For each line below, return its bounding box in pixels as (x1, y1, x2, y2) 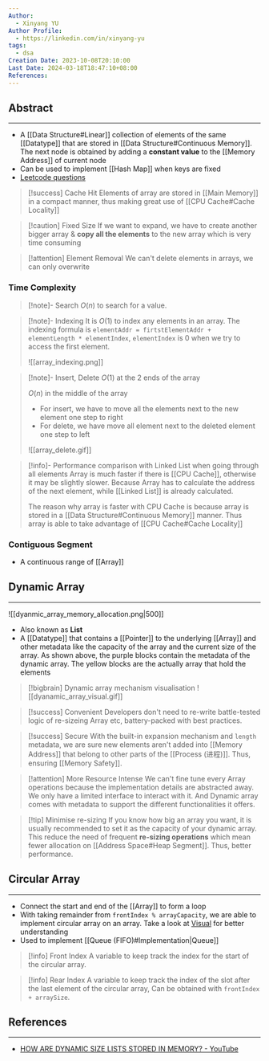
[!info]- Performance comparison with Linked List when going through (27, 460, 259, 470)
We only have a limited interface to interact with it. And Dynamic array (27, 790, 259, 800)
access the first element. (27, 341, 110, 351)
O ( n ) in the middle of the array (27, 388, 128, 398)
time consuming (27, 238, 82, 247)
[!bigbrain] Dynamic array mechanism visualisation (27, 683, 195, 692)
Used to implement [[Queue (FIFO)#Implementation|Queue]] (19, 935, 219, 945)
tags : (8, 42, 26, 50)
